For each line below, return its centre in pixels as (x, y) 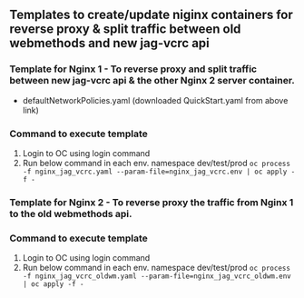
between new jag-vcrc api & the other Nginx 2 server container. (152, 81)
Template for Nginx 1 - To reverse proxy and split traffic (133, 69)
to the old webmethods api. (71, 214)
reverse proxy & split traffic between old (125, 30)
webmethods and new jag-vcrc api (110, 43)
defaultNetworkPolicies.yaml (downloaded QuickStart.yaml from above (155, 100)
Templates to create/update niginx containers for (151, 15)
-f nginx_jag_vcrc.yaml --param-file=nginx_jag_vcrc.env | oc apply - (159, 172)
